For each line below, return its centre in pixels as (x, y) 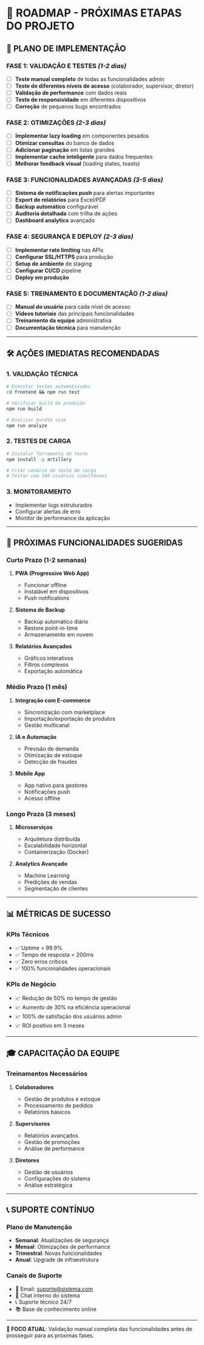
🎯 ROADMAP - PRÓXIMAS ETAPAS (94, 13)
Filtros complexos (46, 665)
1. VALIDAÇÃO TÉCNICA (42, 373)
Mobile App (30, 773)
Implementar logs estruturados (54, 505)
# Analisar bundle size (36, 420)
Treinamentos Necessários (47, 1074)
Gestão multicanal (47, 725)
